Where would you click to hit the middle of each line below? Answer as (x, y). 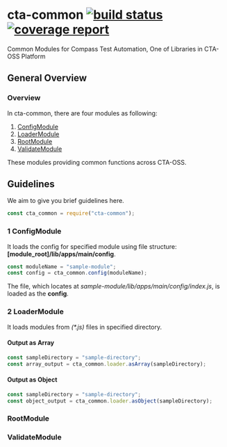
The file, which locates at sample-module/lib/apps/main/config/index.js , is (114, 286)
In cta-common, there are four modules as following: (82, 113)
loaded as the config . (38, 294)
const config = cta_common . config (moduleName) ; (77, 273)
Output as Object (32, 380)
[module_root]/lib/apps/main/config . (61, 254)
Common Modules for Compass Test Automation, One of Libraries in (105, 49)
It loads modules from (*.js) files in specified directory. (85, 327)
